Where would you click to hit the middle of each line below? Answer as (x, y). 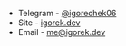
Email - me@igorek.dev (62, 32)
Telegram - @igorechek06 (67, 13)
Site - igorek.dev (49, 23)
